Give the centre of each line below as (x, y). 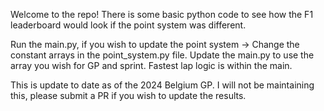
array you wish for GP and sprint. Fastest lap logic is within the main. (151, 65)
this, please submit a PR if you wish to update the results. (128, 95)
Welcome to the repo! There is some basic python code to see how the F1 (162, 14)
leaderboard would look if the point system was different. (128, 25)
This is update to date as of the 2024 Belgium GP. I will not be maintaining (162, 85)
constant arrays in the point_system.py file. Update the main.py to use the (162, 55)
